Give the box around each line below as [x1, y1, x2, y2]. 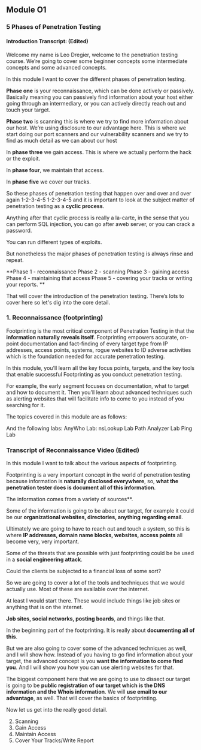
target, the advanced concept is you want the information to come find [6, 658, 184, 665]
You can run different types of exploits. [6, 238, 102, 245]
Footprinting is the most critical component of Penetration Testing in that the [6, 327, 194, 335]
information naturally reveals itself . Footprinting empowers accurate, [6, 333, 179, 341]
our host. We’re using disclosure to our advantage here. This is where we [6, 124, 187, 131]
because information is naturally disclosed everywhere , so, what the [6, 478, 179, 485]
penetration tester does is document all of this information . [6, 484, 156, 491]
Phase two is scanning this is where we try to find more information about [6, 118, 189, 125]
